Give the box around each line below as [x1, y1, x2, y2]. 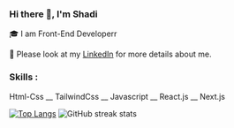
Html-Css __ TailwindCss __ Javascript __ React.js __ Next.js [9, 91, 225, 102]
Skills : [9, 71, 39, 83]
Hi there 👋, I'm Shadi [9, 8, 99, 20]
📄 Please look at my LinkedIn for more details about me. [9, 49, 212, 60]
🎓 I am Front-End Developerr [9, 28, 117, 39]
